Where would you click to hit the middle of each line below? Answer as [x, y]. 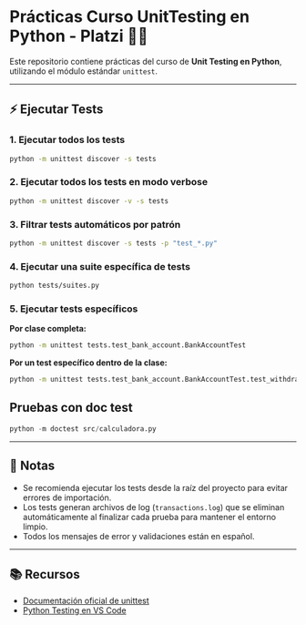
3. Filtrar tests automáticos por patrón [95, 224]
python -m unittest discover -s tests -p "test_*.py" [114, 243]
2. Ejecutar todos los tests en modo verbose [108, 182]
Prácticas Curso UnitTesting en [130, 17]
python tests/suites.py [55, 286]
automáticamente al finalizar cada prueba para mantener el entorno [149, 517]
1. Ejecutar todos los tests [67, 140]
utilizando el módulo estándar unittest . [83, 71]
